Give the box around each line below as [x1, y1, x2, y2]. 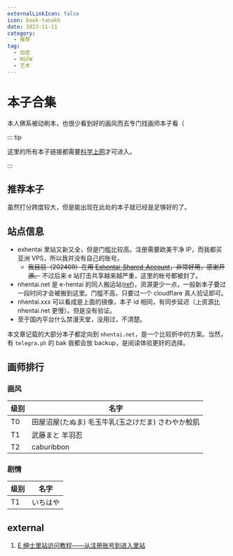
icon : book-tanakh [7, 17, 61, 24]
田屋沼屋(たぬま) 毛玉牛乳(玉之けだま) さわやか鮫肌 [31, 417, 200, 427]
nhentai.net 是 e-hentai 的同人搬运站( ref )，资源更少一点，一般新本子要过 [17, 280, 227, 288]
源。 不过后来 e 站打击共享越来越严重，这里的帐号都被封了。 [27, 272, 202, 280]
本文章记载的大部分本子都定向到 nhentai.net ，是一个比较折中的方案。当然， [7, 330, 227, 339]
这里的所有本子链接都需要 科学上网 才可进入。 [7, 147, 136, 156]
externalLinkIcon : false [7, 10, 80, 17]
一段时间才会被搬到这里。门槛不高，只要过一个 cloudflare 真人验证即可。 [17, 289, 227, 298]
